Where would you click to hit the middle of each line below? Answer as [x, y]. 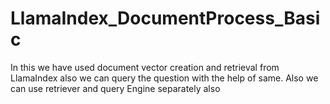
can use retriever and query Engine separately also [115, 88]
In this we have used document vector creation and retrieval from [145, 67]
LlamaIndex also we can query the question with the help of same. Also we [164, 78]
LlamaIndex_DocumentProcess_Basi [165, 18]
